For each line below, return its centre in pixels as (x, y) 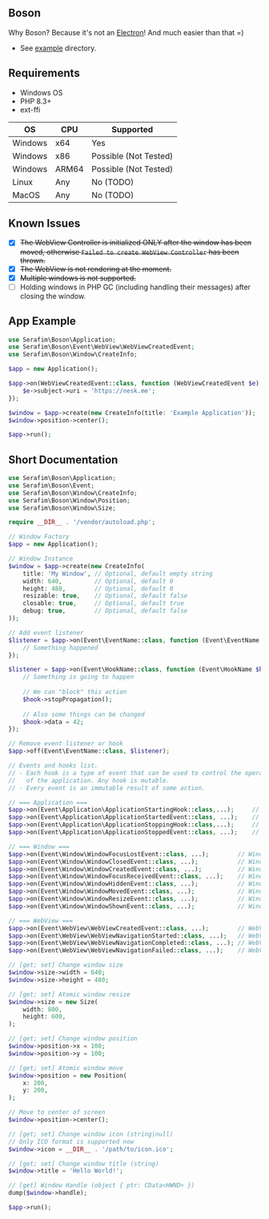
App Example (42, 321)
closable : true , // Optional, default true (103, 603)
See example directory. (58, 48)
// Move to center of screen (57, 1112)
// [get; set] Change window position (73, 1039)
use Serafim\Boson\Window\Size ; (62, 508)
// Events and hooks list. (53, 766)
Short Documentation (63, 460)
